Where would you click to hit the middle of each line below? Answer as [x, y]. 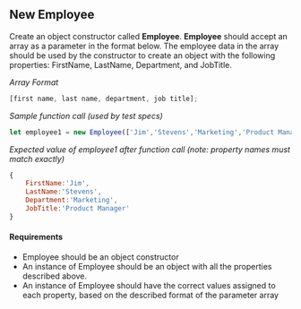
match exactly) [37, 159]
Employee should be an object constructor [100, 257]
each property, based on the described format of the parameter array [150, 296]
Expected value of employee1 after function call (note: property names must [150, 149]
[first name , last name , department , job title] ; [104, 99]
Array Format [34, 82]
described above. [55, 276]
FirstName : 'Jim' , [58, 184]
